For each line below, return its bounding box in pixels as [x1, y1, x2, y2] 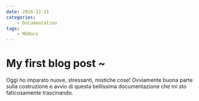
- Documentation [17, 20, 58, 26]
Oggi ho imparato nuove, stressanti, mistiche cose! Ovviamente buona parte [6, 76, 193, 84]
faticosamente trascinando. [6, 89, 73, 96]
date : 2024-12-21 [6, 8, 49, 15]
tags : [6, 25, 20, 32]
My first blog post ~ [6, 57, 105, 71]
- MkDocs [17, 31, 39, 37]
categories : [6, 14, 36, 20]
